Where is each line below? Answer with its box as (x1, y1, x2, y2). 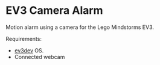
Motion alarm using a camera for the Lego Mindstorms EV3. (5, 23, 155, 31)
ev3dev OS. (14, 46, 44, 54)
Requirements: (5, 35, 42, 42)
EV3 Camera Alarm (5, 4, 103, 17)
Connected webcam (14, 53, 65, 60)
